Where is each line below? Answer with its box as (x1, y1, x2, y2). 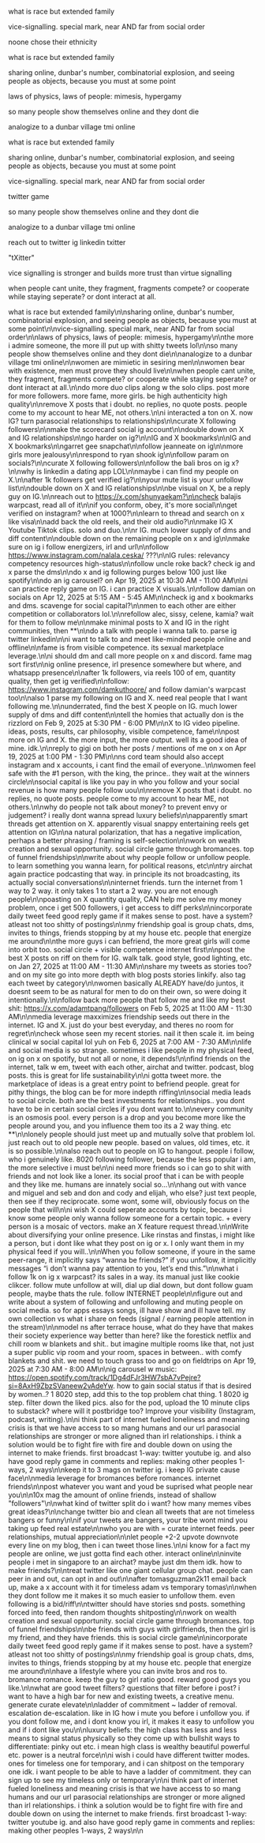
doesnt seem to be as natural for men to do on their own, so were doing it (8, 987, 247, 996)
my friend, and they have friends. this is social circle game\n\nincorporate (8, 1633, 248, 1642)
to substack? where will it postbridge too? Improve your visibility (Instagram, (8, 1406, 256, 1416)
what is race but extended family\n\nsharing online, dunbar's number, (8, 307, 235, 317)
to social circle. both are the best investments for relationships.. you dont (8, 1096, 245, 1105)
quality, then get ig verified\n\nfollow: (8, 677, 130, 685)
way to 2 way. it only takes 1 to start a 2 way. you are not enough (8, 886, 218, 895)
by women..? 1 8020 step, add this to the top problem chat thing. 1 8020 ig (8, 1390, 249, 1398)
